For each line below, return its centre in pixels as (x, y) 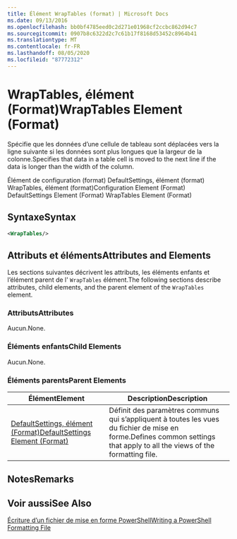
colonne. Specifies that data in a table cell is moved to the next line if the (112, 159)
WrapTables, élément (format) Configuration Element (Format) (96, 187)
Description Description (168, 399)
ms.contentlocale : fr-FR (44, 47)
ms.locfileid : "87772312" (45, 60)
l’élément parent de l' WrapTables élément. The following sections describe (114, 280)
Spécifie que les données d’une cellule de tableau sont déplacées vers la (113, 144)
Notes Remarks (41, 479)
